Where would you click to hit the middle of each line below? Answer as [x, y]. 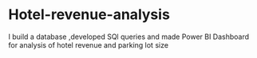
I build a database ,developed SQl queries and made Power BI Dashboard [129, 37]
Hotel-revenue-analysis [89, 15]
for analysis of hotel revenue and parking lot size [89, 44]
